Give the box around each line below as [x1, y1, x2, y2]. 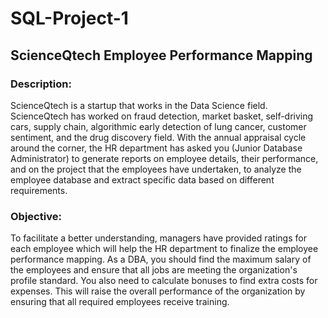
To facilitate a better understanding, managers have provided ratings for [10, 232, 307, 244]
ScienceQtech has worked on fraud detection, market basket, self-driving [10, 110, 314, 122]
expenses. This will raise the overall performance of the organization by [10, 285, 306, 297]
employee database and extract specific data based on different [10, 173, 275, 186]
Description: [10, 77, 72, 91]
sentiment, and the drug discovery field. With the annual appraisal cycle [10, 131, 307, 143]
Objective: [10, 209, 62, 223]
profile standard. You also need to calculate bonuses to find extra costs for [10, 275, 318, 287]
